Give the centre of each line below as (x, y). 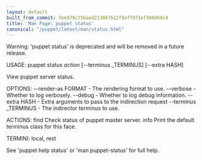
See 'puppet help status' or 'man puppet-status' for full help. (83, 150)
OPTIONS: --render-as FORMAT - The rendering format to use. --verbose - (101, 89)
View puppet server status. (40, 77)
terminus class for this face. (41, 127)
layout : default (27, 12)
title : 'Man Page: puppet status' (50, 23)
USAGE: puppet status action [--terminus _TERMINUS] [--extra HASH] (95, 65)
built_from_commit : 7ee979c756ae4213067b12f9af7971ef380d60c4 (87, 18)
